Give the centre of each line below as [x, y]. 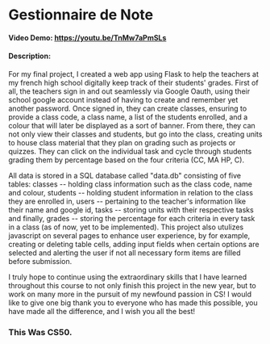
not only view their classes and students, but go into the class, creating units [135, 134]
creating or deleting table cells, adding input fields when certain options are [134, 244]
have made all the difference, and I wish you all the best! [102, 311]
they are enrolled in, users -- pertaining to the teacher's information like [127, 201]
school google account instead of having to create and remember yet [123, 99]
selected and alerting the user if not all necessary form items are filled [125, 253]
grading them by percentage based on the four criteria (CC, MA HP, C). [126, 160]
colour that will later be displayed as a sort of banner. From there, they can [132, 125]
